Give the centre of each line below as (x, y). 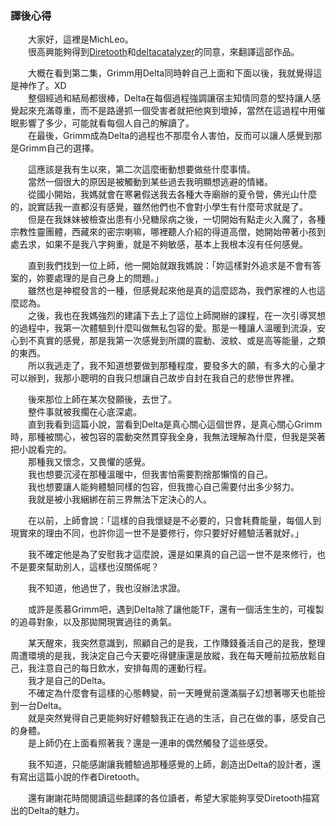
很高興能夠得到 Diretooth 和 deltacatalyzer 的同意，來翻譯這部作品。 (163, 52)
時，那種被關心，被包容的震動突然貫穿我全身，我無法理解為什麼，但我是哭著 (168, 437)
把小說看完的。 (41, 449)
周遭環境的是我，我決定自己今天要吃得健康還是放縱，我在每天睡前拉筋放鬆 (163, 656)
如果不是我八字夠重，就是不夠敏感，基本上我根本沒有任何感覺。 (176, 244)
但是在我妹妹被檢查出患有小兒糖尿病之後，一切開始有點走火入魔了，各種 (176, 219)
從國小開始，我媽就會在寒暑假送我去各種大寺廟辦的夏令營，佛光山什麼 (172, 194)
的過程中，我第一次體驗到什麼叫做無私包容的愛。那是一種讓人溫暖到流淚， (163, 328)
